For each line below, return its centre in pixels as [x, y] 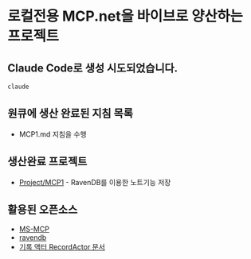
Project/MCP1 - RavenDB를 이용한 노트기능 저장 [95, 182]
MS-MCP [34, 229]
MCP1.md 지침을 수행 [53, 134]
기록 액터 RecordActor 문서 [62, 247]
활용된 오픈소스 [43, 209]
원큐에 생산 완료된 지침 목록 [70, 113]
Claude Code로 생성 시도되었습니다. [93, 68]
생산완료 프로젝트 [47, 162]
